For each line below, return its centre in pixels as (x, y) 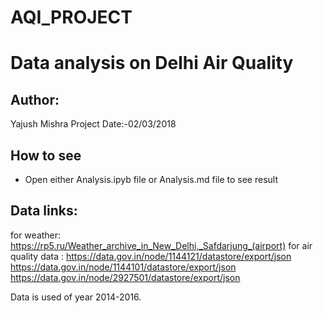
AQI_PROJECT (71, 17)
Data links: (44, 211)
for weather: (36, 235)
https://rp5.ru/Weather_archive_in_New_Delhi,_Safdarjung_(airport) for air (161, 245)
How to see (46, 155)
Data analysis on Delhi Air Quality (152, 63)
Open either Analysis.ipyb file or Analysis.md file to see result (151, 179)
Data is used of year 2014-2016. (76, 297)
